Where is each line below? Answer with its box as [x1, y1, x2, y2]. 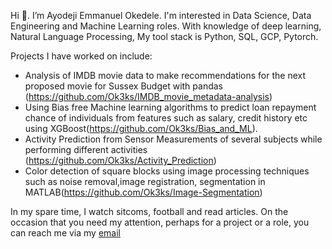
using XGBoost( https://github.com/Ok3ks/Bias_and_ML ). [24, 123, 258, 134]
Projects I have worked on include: [10, 50, 153, 62]
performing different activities [24, 144, 148, 155]
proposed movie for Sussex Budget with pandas [24, 80, 223, 92]
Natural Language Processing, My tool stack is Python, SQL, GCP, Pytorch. [10, 31, 319, 42]
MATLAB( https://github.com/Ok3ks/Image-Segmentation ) [24, 186, 263, 198]
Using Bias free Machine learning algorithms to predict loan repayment [24, 101, 317, 113]
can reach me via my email [10, 227, 121, 239]
